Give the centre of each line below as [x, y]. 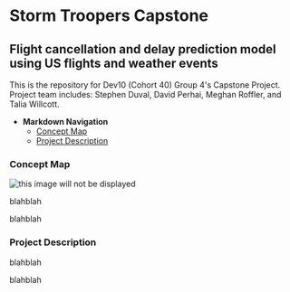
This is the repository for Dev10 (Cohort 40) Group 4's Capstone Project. [145, 85]
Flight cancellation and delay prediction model [143, 49]
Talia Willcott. [35, 104]
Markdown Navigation [65, 122]
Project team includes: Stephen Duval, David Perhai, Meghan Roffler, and [145, 94]
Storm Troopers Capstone [109, 16]
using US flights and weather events [114, 63]
